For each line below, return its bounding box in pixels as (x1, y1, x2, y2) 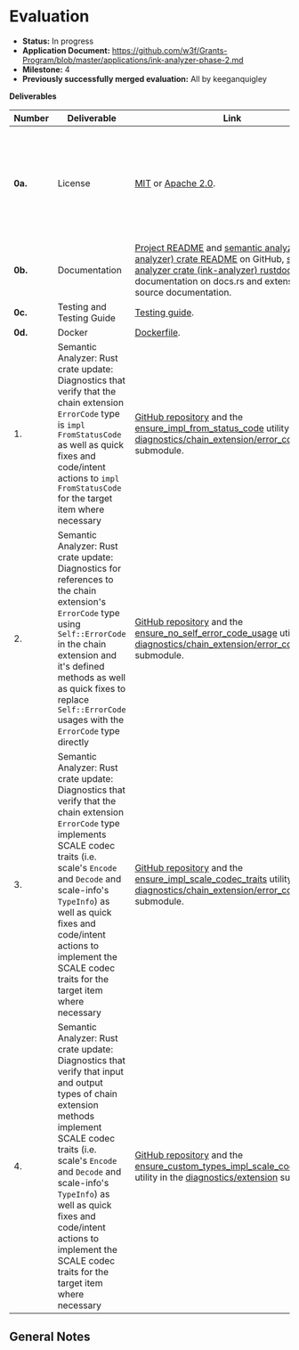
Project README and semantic (134, 241, 263, 254)
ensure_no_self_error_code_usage (134, 626, 278, 638)
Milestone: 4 (21, 64, 70, 75)
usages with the (57, 713, 125, 726)
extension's (57, 595, 107, 607)
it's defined (57, 660, 105, 672)
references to (57, 573, 114, 585)
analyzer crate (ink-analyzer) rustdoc (134, 264, 293, 276)
